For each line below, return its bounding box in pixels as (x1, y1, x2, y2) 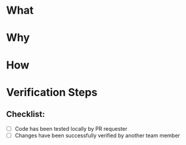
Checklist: (6, 109, 45, 119)
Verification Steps (6, 85, 98, 99)
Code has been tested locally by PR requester (14, 125, 128, 132)
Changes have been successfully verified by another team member (14, 132, 181, 139)
